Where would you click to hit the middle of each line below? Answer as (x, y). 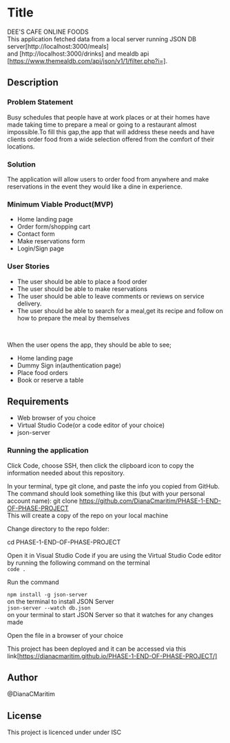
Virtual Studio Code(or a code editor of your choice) (91, 425)
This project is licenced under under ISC (64, 732)
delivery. (29, 303)
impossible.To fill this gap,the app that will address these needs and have (111, 131)
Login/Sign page (40, 248)
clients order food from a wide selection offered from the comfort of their (111, 139)
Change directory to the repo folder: (59, 528)
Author (22, 678)
